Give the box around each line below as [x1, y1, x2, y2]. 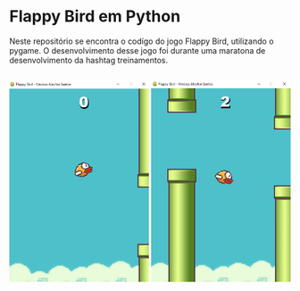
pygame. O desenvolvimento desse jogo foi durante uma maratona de [9, 45, 266, 55]
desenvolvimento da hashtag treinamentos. [9, 54, 169, 65]
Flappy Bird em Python [9, 6, 181, 27]
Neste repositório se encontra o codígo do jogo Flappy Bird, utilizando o [9, 36, 274, 46]
